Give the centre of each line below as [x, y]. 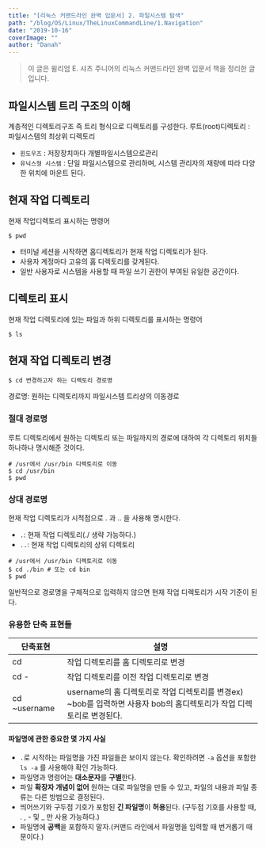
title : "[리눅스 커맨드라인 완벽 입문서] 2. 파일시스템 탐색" [96, 15]
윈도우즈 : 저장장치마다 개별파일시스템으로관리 [89, 153]
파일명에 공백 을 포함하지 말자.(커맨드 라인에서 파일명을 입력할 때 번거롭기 [132, 827]
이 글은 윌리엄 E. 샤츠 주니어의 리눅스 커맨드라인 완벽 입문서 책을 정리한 [137, 69]
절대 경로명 [28, 419]
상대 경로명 [28, 499]
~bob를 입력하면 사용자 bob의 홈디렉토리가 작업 [151, 704]
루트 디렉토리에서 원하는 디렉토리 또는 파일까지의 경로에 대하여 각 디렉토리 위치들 [133, 437]
